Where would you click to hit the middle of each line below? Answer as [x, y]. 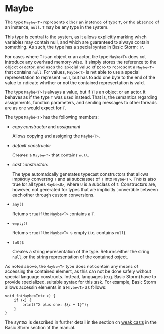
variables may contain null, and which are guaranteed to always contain [77, 42]
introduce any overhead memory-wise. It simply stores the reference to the [81, 62]
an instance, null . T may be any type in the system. [57, 27]
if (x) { [23, 300]
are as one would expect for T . [36, 108]
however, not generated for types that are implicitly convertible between [85, 189]
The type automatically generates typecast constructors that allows [80, 174]
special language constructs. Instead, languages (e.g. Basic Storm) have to [81, 276]
